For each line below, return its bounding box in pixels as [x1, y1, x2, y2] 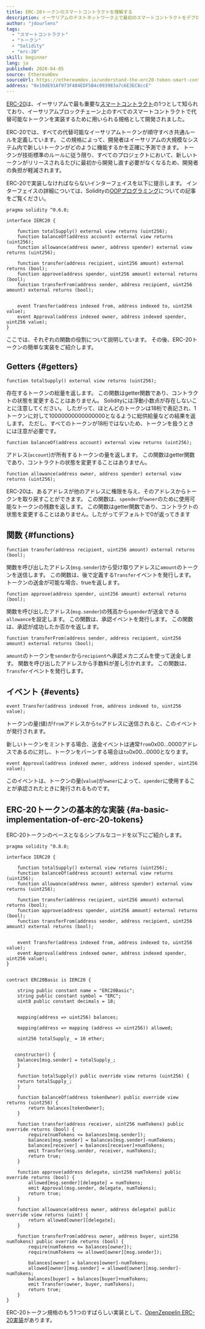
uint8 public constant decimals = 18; [17, 998, 116, 1004]
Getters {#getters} [6, 361, 78, 372]
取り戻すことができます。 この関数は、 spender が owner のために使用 [22, 495, 190, 502]
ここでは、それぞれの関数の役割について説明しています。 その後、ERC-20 [6, 336, 192, 343]
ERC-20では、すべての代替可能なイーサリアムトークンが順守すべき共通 [6, 129, 185, 135]
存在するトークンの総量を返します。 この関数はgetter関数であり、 [6, 389, 172, 397]
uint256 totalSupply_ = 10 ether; [17, 1035, 105, 1042]
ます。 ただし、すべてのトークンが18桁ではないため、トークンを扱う [11, 419, 184, 427]
